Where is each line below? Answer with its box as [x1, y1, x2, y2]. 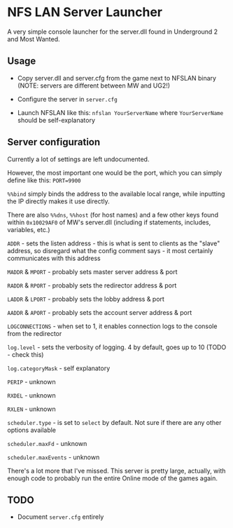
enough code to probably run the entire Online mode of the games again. [7, 474, 218, 482]
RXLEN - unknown [7, 405, 56, 413]
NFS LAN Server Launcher [7, 4, 163, 20]
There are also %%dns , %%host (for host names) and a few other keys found [7, 210, 219, 219]
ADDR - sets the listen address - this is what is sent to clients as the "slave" [7, 239, 220, 248]
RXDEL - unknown [7, 391, 56, 400]
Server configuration [7, 136, 101, 148]
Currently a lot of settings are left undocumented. [7, 155, 150, 163]
